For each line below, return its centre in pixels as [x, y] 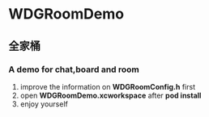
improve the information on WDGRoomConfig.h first [108, 86]
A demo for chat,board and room [74, 69]
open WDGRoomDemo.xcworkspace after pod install [111, 95]
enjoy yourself [44, 104]
